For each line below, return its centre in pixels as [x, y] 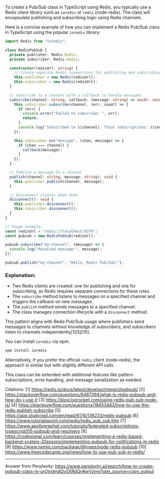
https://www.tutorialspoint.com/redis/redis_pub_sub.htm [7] [66, 421]
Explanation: [20, 275]
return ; [30, 118]
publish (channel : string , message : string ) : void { [64, 177]
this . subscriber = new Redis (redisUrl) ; [56, 82]
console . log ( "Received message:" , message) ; [56, 249]
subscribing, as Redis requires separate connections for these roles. [81, 291]
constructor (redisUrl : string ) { [44, 68]
